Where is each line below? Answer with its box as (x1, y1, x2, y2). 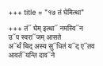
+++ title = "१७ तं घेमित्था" (8, 8, 85, 17)
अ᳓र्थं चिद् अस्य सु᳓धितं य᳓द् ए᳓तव (8, 41, 95, 51)
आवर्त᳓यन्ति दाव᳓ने (8, 50, 55, 60)
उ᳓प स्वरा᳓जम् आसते (8, 33, 62, 41)
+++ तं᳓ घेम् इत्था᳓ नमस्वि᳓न (8, 24, 83, 33)
